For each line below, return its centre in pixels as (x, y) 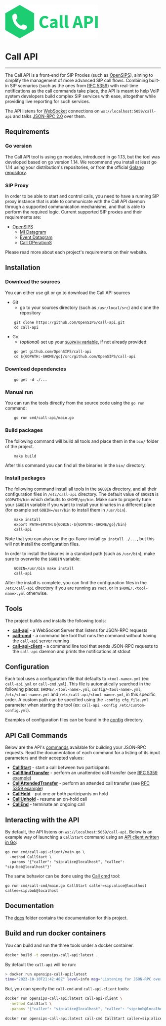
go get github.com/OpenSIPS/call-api (53, 352)
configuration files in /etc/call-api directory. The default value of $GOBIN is (82, 494)
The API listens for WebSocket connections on (52, 111)
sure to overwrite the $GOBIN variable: (43, 559)
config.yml (16, 711)
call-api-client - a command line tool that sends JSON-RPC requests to (85, 646)
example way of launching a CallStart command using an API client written (82, 837)
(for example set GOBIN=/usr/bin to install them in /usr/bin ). (66, 510)
